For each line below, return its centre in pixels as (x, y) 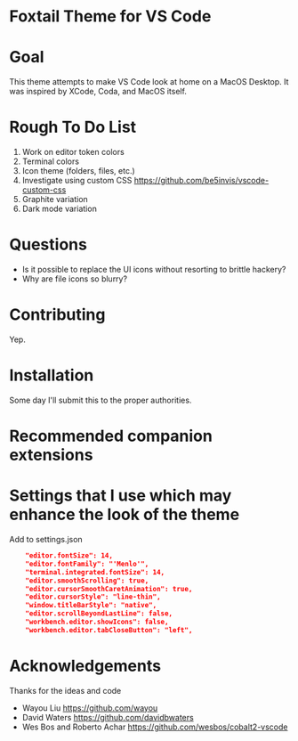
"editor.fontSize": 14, (69, 556)
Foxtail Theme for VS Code (110, 16)
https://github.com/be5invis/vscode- (201, 181)
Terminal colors (51, 161)
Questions (48, 244)
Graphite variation (55, 199)
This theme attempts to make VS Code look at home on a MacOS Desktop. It (149, 82)
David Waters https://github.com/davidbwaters (108, 717)
